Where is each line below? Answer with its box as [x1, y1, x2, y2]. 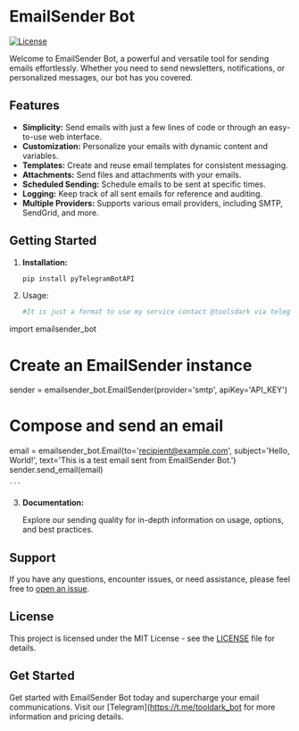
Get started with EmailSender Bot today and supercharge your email [9, 692, 260, 702]
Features [9, 98, 60, 113]
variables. [21, 150, 59, 161]
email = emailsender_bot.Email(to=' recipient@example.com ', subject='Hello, [9, 445, 290, 457]
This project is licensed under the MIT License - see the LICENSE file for [9, 633, 275, 643]
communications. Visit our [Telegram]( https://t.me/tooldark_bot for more [9, 702, 276, 712]
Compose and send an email [9, 416, 224, 436]
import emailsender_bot [9, 323, 96, 334]
